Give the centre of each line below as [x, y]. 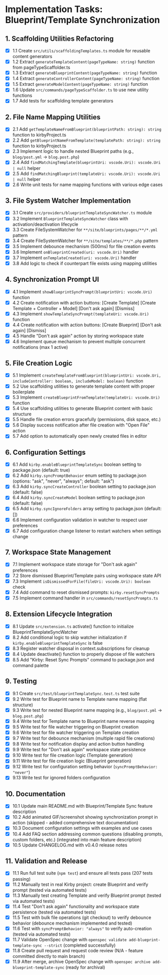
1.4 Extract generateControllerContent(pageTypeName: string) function [86, 79]
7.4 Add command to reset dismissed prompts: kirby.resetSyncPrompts [86, 592]
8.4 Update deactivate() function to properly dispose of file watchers [84, 654]
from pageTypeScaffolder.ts [41, 68]
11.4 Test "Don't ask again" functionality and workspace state [76, 906]
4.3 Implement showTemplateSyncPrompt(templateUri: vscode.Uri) [81, 314]
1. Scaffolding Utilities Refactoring [59, 39]
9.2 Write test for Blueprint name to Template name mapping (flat [79, 699]
